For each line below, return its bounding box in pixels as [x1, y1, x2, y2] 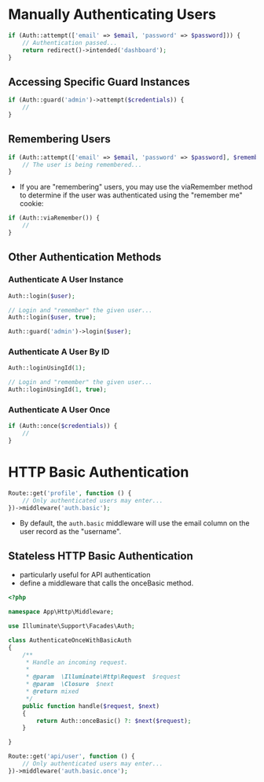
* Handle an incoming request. [25, 658, 128, 666]
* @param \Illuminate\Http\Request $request [25, 673, 181, 681]
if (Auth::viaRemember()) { [8, 214, 101, 222]
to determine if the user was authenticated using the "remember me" [19, 190, 243, 200]
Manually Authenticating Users [8, 6, 216, 24]
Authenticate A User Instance [8, 274, 124, 285]
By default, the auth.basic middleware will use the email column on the [19, 518, 250, 528]
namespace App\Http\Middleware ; [8, 608, 114, 616]
